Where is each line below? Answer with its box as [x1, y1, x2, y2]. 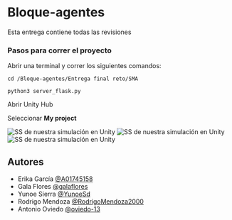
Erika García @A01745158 [17, 175, 93, 183]
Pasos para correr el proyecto [7, 45, 112, 55]
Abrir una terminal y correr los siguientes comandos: [7, 62, 162, 70]
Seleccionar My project [7, 114, 77, 123]
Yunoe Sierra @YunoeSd [17, 189, 91, 199]
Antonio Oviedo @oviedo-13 [17, 205, 101, 214]
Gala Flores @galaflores [17, 182, 88, 191]
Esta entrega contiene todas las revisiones [7, 28, 132, 36]
